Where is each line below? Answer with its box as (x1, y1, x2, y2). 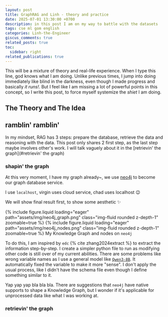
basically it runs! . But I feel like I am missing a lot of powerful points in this (5, 84, 158, 90)
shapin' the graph (5, 163, 49, 170)
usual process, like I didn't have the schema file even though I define (5, 267, 147, 273)
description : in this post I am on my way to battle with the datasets (5, 21, 158, 27)
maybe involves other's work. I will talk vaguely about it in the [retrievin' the (5, 145, 161, 151)
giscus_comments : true (5, 36, 53, 41)
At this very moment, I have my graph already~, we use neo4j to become (5, 174, 155, 180)
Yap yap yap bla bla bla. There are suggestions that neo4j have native (5, 282, 149, 288)
